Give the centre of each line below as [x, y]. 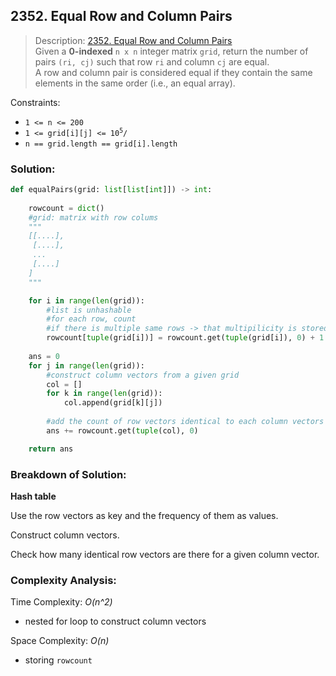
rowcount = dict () [66, 208]
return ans [51, 449]
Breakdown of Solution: [68, 474]
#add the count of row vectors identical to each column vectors [185, 422]
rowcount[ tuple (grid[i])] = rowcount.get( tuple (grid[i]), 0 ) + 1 [185, 338]
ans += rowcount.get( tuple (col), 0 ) [122, 430]
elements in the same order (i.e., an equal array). [135, 83]
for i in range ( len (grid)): [86, 300]
